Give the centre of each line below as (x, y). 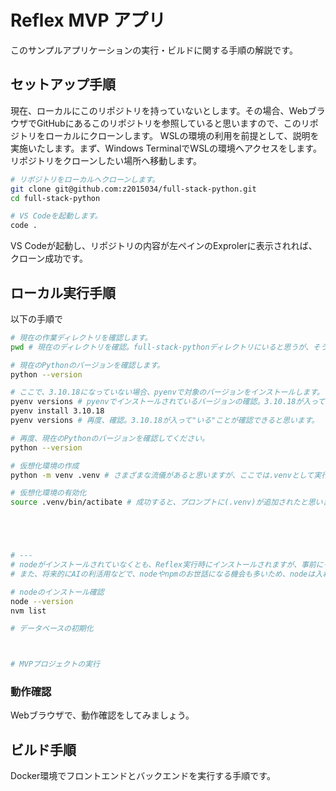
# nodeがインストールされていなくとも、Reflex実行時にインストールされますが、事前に (167, 565)
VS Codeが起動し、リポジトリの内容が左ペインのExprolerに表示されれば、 (164, 246)
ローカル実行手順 (63, 292)
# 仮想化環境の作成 (45, 466)
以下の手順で (36, 318)
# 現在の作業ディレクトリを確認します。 (81, 337)
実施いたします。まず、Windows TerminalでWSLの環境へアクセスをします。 (166, 148)
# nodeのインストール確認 (57, 592)
